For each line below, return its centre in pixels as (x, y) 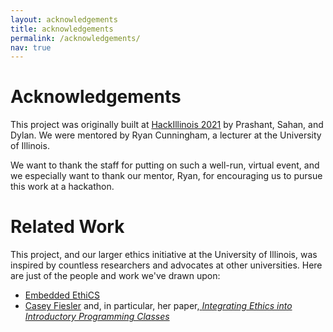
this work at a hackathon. (62, 187)
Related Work (67, 227)
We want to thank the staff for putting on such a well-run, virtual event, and (165, 165)
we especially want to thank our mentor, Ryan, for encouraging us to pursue (166, 176)
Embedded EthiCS (62, 295)
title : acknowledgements (62, 29)
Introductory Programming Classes (97, 317)
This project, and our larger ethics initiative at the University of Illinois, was (164, 255)
